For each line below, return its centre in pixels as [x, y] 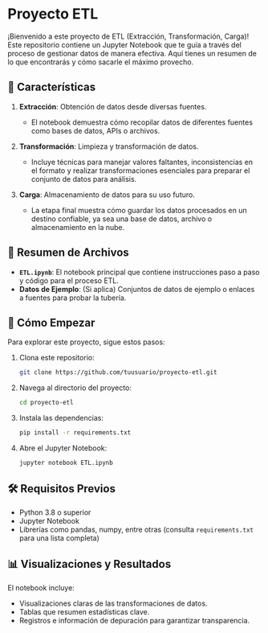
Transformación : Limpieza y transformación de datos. [109, 146]
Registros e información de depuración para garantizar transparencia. [134, 620]
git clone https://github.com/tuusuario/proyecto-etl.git [118, 372]
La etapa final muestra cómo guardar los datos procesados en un [139, 210]
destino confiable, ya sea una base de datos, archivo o [122, 219]
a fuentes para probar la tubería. [73, 298]
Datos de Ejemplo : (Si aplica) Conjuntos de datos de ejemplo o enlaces [137, 289]
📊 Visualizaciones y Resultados [89, 564]
